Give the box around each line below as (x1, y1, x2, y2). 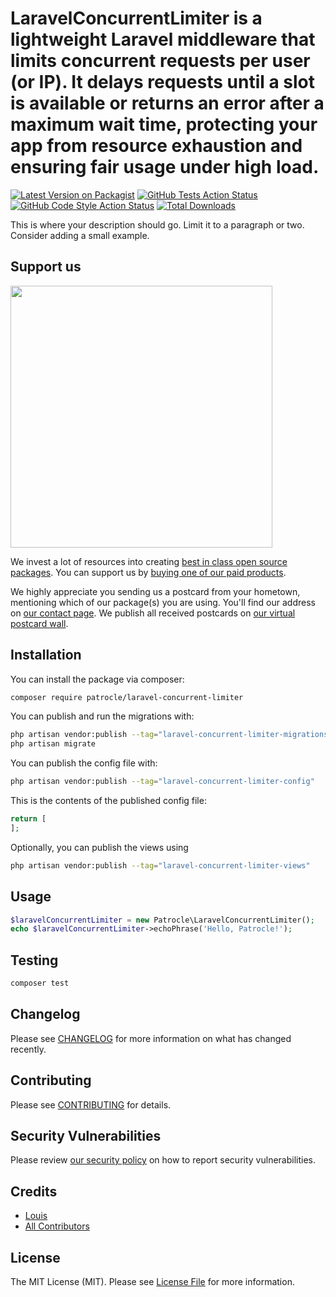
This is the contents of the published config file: (10, 795, 207, 807)
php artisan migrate (10, 739, 97, 749)
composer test (10, 978, 70, 989)
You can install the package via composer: (10, 673, 185, 685)
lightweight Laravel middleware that (10, 28, 316, 51)
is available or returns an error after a (10, 92, 325, 115)
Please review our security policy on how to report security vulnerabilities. (10, 1154, 316, 1166)
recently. (10, 1043, 47, 1055)
